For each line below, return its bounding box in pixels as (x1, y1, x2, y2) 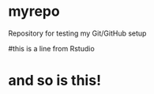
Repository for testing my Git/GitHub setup (8, 28, 147, 38)
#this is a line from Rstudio (8, 43, 95, 53)
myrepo (8, 2, 61, 21)
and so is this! (8, 72, 101, 89)
